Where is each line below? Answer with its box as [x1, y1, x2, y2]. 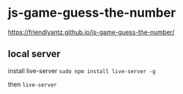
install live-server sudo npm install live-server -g [8, 66, 156, 75]
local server [8, 48, 61, 60]
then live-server [8, 80, 57, 88]
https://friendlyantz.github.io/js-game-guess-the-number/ [8, 28, 175, 36]
